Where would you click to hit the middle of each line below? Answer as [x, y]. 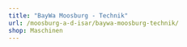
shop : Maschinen [36, 30]
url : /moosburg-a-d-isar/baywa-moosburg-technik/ [94, 23]
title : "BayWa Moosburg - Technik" [68, 16]
